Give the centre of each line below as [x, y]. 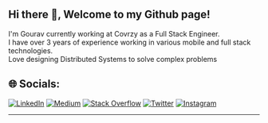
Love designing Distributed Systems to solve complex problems [113, 59]
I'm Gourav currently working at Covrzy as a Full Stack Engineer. [114, 33]
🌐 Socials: [34, 84]
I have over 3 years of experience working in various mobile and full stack [130, 42]
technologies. [31, 50]
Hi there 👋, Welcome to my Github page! [109, 15]
